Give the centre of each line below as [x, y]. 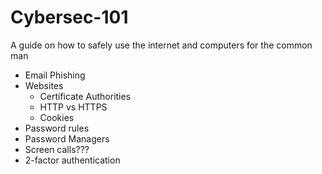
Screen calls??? [57, 149]
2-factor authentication [72, 160]
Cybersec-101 [69, 17]
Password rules [57, 128]
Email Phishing [55, 75]
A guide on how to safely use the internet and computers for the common [161, 45]
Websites [44, 85]
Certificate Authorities [85, 96]
